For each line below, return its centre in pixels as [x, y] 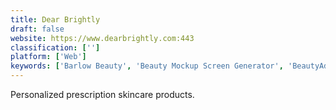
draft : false [37, 29]
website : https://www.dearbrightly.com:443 [102, 38]
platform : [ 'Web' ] [48, 57]
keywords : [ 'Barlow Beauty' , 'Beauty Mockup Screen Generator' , [147, 66]
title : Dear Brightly [55, 19]
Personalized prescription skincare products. [102, 94]
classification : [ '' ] [55, 47]
